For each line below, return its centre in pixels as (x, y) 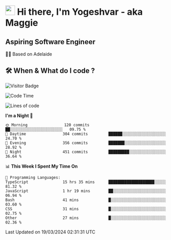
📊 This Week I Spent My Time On (41, 166)
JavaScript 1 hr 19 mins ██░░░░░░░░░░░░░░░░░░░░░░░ (86, 191)
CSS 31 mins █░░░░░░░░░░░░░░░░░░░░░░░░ (86, 209)
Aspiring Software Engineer (50, 42)
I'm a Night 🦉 (19, 115)
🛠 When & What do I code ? (50, 71)
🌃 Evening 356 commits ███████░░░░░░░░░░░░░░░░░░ (86, 143)
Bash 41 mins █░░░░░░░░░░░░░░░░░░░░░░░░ (86, 200)
